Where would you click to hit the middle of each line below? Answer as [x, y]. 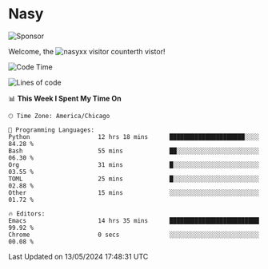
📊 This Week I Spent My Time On [65, 98]
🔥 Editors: [27, 214]
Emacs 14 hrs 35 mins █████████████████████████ [134, 220]
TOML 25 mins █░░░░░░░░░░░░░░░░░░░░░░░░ [134, 179]
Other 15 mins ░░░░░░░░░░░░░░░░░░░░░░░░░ [134, 192]
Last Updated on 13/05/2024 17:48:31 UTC [78, 256]
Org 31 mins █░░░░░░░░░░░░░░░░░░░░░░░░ [134, 164]
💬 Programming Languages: [51, 130]
